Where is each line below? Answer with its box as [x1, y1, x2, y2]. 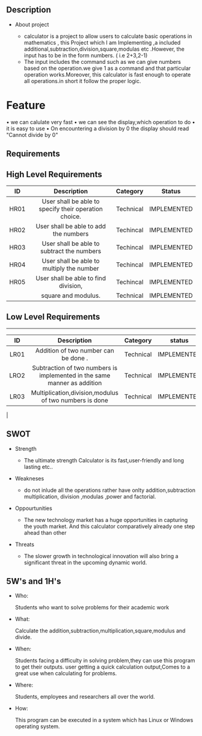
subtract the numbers [40, 247, 102, 255]
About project [14, 20, 49, 28]
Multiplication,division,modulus [31, 388, 119, 397]
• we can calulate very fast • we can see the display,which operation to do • [6, 118, 195, 125]
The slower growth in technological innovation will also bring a [23, 552, 179, 559]
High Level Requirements [6, 169, 102, 180]
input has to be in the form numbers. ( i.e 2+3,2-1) [23, 51, 148, 59]
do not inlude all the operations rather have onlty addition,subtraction [23, 486, 196, 494]
